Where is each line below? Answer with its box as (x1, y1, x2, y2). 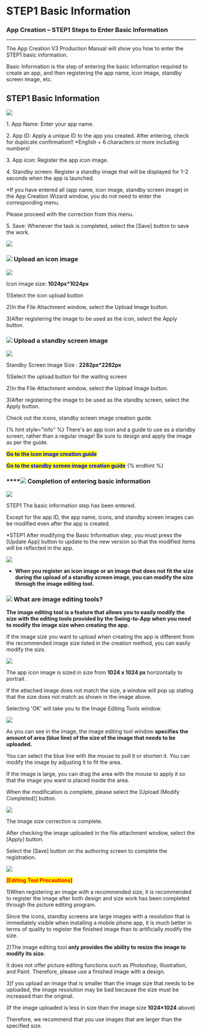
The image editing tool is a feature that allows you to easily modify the (6, 609, 185, 616)
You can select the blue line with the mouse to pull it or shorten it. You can (6, 752, 190, 760)
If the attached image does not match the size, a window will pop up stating (6, 687, 194, 694)
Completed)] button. (6, 795, 57, 802)
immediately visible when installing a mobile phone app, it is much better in (6, 919, 192, 927)
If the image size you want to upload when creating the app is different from (6, 633, 194, 640)
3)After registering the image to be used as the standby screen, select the (6, 396, 189, 404)
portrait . (6, 675, 28, 683)
